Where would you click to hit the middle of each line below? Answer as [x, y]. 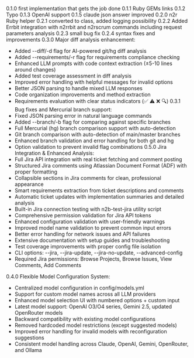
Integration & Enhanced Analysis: [54, 153]
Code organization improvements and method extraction [82, 94]
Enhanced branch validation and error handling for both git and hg [94, 141]
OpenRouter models [39, 313]
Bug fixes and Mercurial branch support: [63, 110]
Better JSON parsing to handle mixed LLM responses [79, 88]
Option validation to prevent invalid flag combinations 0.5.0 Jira [91, 147]
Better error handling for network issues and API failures [82, 234]
